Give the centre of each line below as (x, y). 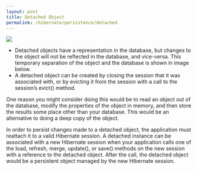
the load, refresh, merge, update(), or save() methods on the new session (96, 149)
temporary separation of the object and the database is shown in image (102, 63)
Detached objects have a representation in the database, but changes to (103, 50)
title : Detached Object (35, 17)
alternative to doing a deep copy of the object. (63, 118)
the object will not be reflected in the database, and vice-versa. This (98, 57)
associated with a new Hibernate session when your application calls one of (98, 142)
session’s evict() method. (45, 88)
